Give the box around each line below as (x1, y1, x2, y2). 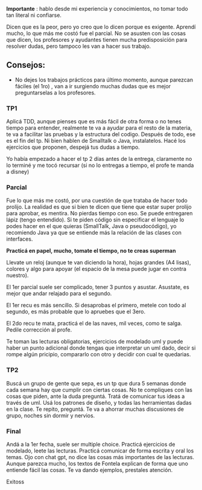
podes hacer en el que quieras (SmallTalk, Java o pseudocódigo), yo (6, 223, 177, 230)
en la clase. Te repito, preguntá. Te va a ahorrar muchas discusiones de (6, 405, 184, 413)
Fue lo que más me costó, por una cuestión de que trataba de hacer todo (6, 197, 188, 204)
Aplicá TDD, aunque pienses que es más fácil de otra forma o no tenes (6, 118, 182, 125)
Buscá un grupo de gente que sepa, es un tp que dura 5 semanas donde (6, 379, 186, 387)
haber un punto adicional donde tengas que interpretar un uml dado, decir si (6, 344, 196, 351)
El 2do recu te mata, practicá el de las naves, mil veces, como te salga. (6, 320, 183, 327)
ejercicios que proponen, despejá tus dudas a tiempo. (6, 143, 140, 151)
